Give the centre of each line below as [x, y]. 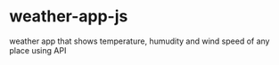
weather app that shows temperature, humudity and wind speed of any [139, 41]
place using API [38, 50]
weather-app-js [69, 16]
